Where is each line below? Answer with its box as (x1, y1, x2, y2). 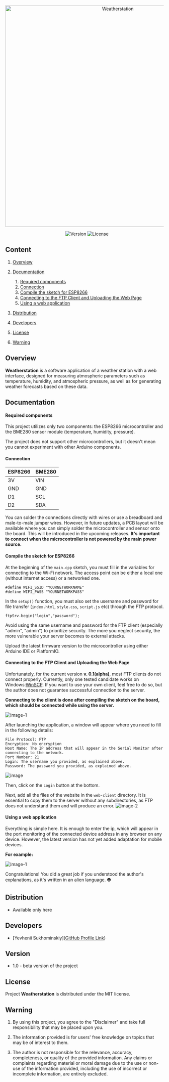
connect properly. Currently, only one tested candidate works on (5, 676, 139, 682)
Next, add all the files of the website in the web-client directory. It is (5, 792, 146, 798)
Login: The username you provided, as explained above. (5, 759, 125, 764)
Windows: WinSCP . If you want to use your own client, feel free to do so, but (5, 681, 162, 687)
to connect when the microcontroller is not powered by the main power (5, 536, 157, 542)
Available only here (12, 906, 52, 913)
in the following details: (5, 727, 53, 733)
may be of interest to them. (12, 1040, 69, 1046)
